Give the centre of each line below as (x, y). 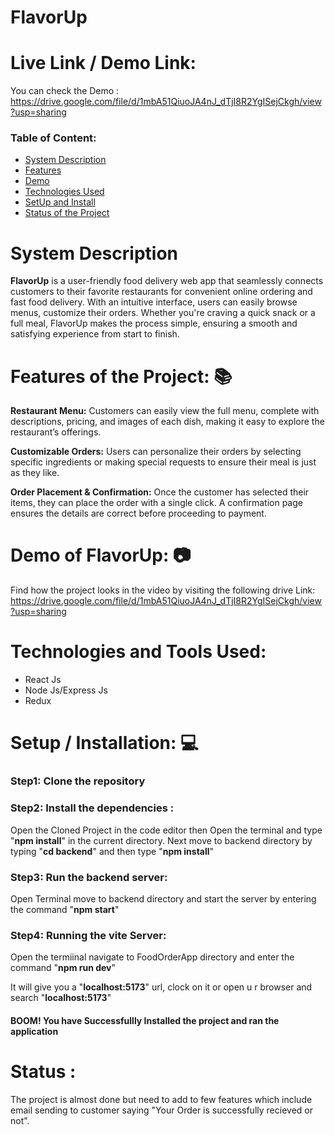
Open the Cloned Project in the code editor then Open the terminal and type (166, 830)
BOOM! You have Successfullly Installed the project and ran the (145, 1020)
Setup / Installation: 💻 (104, 743)
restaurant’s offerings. (56, 432)
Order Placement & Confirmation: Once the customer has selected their (160, 492)
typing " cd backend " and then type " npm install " (112, 851)
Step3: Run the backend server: (89, 877)
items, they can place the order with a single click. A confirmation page (156, 503)
